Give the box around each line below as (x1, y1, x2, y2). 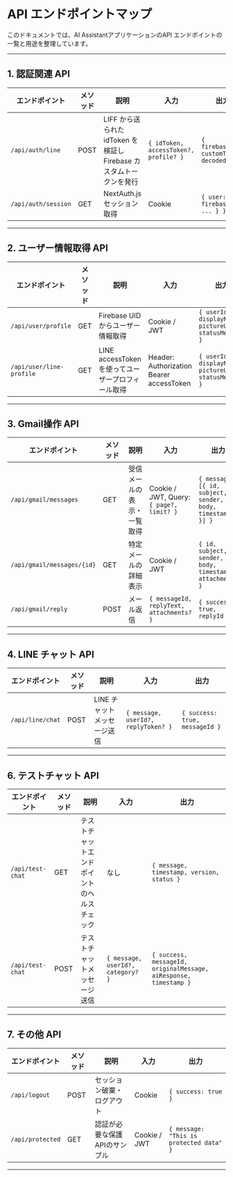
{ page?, (148, 501, 178, 509)
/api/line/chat (10, 716, 61, 724)
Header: (148, 352, 175, 362)
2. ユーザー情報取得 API (7, 242, 109, 254)
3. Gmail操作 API (7, 418, 80, 429)
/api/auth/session (10, 199, 71, 208)
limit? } (148, 508, 178, 516)
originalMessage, (151, 965, 209, 973)
